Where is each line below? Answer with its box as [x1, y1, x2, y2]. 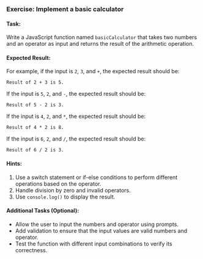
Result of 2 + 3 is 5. [6, 79, 64, 86]
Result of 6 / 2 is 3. [6, 147, 64, 153]
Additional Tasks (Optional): [6, 207, 79, 214]
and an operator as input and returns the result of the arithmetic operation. [6, 40, 194, 48]
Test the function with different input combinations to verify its [15, 240, 172, 247]
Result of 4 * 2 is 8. [6, 125, 64, 131]
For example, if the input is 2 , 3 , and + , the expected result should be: [6, 68, 180, 75]
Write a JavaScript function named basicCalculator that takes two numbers [6, 34, 197, 41]
